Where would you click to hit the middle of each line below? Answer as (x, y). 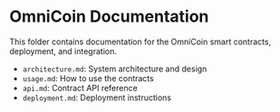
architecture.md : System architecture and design (115, 69)
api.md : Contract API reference (80, 88)
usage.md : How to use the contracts (88, 78)
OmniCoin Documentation (109, 17)
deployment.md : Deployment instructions (97, 98)
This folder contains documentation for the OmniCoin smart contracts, (140, 42)
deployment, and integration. (63, 51)
